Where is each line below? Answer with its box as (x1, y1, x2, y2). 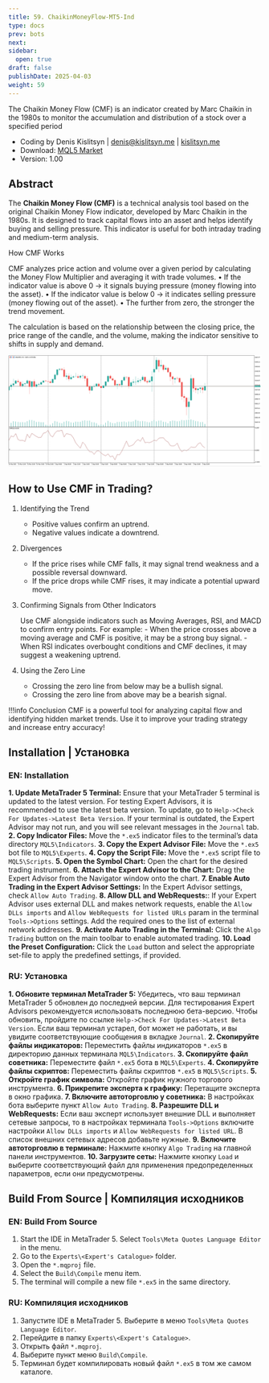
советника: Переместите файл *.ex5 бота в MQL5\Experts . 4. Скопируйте (8, 1057, 259, 1067)
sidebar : (8, 47, 38, 56)
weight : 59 (8, 81, 45, 89)
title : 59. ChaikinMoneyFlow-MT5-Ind (8, 13, 135, 21)
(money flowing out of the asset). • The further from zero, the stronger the (8, 298, 255, 308)
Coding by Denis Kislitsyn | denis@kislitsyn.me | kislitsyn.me (19, 137, 221, 147)
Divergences (19, 543, 63, 553)
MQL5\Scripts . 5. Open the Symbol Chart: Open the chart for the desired (8, 857, 248, 866)
